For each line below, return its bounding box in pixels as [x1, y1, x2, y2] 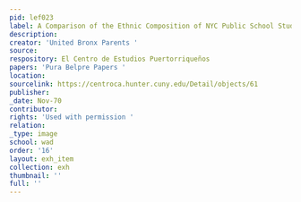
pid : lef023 [9, 13, 54, 22]
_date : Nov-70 [9, 96, 63, 105]
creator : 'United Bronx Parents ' [9, 38, 139, 47]
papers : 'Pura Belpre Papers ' [9, 63, 126, 72]
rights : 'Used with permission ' [9, 113, 134, 122]
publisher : [9, 88, 50, 97]
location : [9, 72, 47, 80]
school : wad [9, 138, 54, 147]
